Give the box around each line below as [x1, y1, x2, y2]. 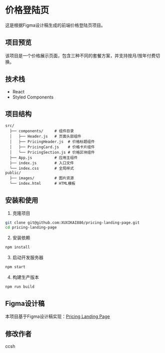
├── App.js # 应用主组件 [9, 155, 78, 161]
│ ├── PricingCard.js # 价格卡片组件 [9, 145, 95, 150]
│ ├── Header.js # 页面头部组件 [9, 134, 81, 139]
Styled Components [12, 94, 54, 100]
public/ [5, 170, 21, 176]
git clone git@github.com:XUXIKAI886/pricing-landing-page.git [5, 220, 140, 225]
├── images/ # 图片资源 [9, 176, 74, 181]
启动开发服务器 [12, 254, 43, 260]
